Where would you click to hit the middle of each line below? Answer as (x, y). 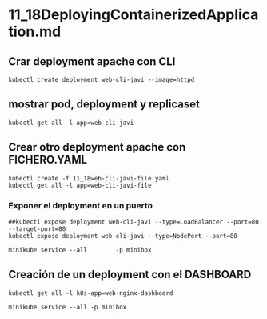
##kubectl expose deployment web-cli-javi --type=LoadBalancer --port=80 (134, 222)
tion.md (35, 32)
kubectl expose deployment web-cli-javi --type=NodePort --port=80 (123, 236)
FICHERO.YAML (48, 160)
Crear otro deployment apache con (97, 147)
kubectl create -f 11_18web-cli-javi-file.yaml (89, 178)
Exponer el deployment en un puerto (81, 205)
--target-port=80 (37, 229)
